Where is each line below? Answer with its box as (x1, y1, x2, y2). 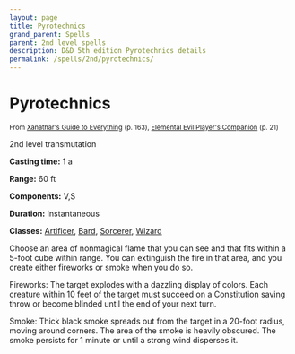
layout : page (9, 13, 58, 22)
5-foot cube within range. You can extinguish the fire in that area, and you (9, 252, 282, 263)
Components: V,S (9, 190, 76, 202)
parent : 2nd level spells (9, 38, 106, 47)
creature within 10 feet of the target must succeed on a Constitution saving (9, 289, 286, 299)
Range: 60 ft (9, 173, 56, 184)
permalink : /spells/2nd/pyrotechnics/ (9, 55, 154, 64)
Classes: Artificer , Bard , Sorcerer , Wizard (9, 225, 163, 236)
